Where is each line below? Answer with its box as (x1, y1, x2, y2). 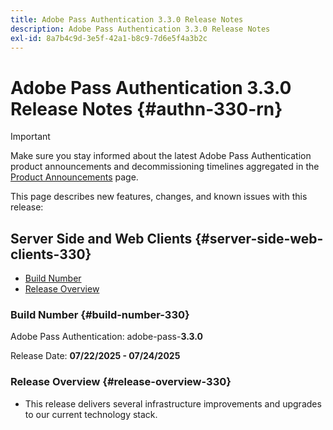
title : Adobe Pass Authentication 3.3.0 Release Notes (10, 14, 244, 25)
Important (10, 131, 51, 143)
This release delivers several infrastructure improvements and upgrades (24, 397, 322, 410)
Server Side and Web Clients (10, 230, 193, 247)
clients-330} (10, 246, 92, 263)
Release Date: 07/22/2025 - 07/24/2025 (10, 350, 181, 362)
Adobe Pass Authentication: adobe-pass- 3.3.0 (10, 331, 203, 343)
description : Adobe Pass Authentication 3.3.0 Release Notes (10, 24, 271, 34)
